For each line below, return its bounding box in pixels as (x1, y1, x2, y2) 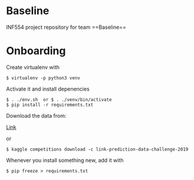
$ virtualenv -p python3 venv (6, 75, 81, 81)
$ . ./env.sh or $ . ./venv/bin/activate (6, 96, 112, 102)
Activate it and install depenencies (6, 85, 90, 92)
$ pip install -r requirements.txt (6, 102, 94, 108)
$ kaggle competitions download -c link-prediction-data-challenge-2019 (6, 146, 189, 152)
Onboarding (6, 44, 66, 58)
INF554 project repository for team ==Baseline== (6, 24, 127, 31)
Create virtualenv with (6, 64, 60, 71)
